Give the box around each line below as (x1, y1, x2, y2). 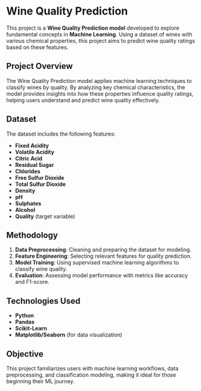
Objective (6, 349, 44, 359)
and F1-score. (14, 278, 49, 286)
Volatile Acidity (14, 148, 54, 156)
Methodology (6, 230, 59, 240)
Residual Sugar (14, 161, 54, 168)
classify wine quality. (14, 265, 68, 273)
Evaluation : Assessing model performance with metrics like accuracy (14, 272, 188, 279)
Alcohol (14, 206, 35, 213)
